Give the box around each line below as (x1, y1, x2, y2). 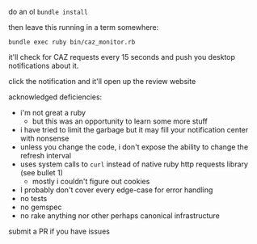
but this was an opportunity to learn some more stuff (32, 116, 208, 126)
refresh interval (19, 151, 71, 160)
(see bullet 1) (19, 168, 63, 177)
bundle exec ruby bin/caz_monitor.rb (8, 38, 136, 46)
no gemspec (19, 202, 62, 212)
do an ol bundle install (8, 7, 88, 16)
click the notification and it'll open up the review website (8, 77, 196, 86)
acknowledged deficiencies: (8, 92, 103, 102)
